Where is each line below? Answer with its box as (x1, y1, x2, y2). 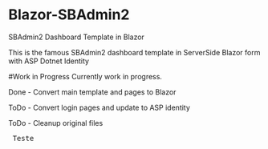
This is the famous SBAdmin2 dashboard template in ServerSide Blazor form (8, 47, 261, 57)
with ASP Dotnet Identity (8, 56, 90, 66)
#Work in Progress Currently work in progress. (8, 71, 163, 81)
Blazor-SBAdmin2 (8, 6, 130, 24)
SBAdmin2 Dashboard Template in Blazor (8, 32, 144, 42)
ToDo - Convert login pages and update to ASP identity (8, 103, 191, 112)
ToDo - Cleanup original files (8, 118, 104, 127)
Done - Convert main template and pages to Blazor (8, 87, 177, 97)
